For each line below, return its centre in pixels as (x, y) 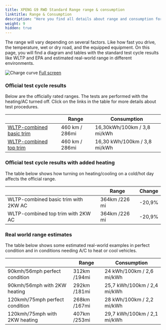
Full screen (50, 73)
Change (149, 191)
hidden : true (19, 28)
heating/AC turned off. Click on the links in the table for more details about (81, 101)
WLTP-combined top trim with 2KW (49, 213)
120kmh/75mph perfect (36, 300)
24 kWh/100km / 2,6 (129, 271)
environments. (20, 63)
